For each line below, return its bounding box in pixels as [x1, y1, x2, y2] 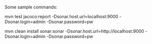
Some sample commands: [4, 4, 58, 10]
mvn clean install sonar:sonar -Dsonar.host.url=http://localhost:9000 [4, 28, 144, 34]
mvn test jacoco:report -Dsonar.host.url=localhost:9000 [4, 14, 118, 19]
